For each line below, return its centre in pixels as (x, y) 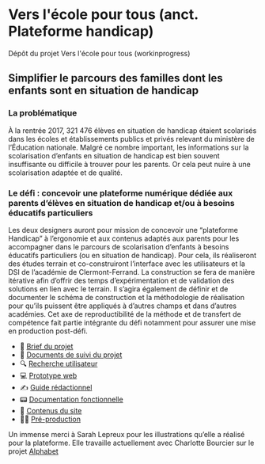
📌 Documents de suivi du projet (71, 355)
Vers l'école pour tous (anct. (103, 15)
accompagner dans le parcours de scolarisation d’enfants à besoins (119, 246)
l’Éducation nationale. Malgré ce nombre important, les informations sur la (129, 147)
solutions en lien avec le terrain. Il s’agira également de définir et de (118, 289)
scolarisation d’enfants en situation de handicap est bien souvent (114, 155)
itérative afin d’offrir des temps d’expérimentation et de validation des (121, 280)
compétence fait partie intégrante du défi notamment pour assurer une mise (132, 322)
